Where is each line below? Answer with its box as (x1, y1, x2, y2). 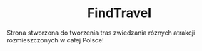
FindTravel (87, 5, 151, 21)
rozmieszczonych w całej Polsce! (6, 35, 104, 44)
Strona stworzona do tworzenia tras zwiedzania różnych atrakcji (6, 28, 196, 37)
